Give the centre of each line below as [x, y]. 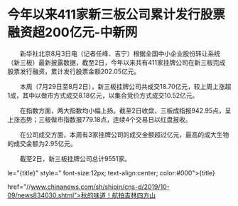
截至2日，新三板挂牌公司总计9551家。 [75, 158]
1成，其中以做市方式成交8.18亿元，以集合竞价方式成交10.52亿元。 [103, 95]
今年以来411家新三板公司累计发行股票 [117, 15]
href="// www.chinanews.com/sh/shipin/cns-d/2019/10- [89, 187]
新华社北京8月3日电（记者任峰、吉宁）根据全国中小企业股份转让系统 [120, 53]
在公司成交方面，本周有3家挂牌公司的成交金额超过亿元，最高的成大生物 [124, 134]
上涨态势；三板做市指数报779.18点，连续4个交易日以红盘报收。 [99, 119]
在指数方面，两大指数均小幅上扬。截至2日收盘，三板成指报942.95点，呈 [125, 110]
